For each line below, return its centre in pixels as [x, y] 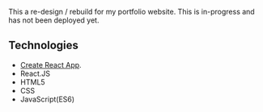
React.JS [35, 73]
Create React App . [51, 64]
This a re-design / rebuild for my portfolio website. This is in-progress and [131, 12]
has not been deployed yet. [54, 20]
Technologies [44, 46]
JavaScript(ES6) [47, 99]
